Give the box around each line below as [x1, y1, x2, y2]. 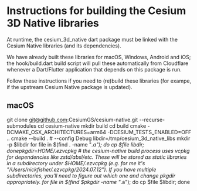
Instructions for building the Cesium [6, 4, 186, 18]
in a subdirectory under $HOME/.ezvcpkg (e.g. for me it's [6, 159, 145, 166]
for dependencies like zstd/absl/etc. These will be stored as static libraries [6, 154, 187, 161]
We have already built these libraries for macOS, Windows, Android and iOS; [6, 53, 191, 60]
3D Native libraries [6, 16, 99, 30]
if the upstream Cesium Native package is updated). [6, 83, 133, 90]
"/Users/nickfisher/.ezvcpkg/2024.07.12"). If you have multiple [6, 166, 157, 173]
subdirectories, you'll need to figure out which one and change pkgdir [6, 172, 176, 179]
